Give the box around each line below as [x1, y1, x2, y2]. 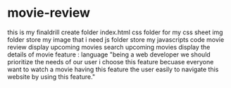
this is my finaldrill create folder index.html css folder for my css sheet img [7, 28, 223, 36]
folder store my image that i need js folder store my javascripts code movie [7, 35, 225, 43]
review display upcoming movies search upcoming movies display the [7, 43, 211, 51]
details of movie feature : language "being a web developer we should [7, 50, 211, 59]
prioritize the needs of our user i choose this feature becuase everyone [7, 57, 214, 66]
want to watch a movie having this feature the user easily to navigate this [7, 65, 219, 73]
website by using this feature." [7, 72, 96, 81]
